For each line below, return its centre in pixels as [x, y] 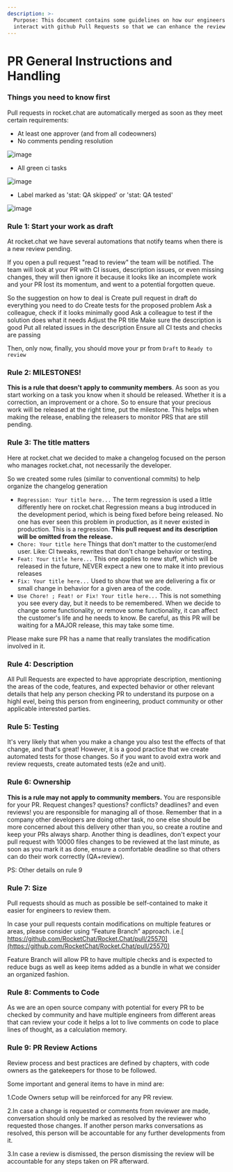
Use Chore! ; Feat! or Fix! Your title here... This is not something [119, 595]
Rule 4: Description [40, 664]
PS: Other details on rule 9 [45, 869]
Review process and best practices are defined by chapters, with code [109, 1063]
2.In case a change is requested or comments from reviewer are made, [109, 1111]
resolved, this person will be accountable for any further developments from [116, 1133]
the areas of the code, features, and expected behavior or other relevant [111, 687]
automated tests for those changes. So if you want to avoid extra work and [114, 757]
